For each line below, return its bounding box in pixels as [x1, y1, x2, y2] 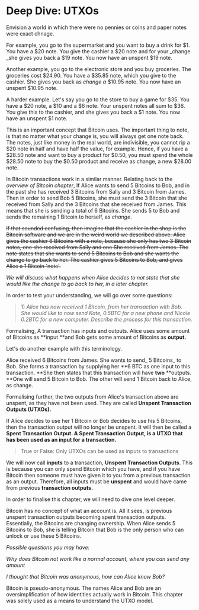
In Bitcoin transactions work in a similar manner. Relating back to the [6, 175, 173, 182]
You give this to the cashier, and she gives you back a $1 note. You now [6, 108, 181, 115]
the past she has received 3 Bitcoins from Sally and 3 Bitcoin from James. [6, 188, 187, 195]
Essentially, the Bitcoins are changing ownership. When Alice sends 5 [6, 519, 176, 526]
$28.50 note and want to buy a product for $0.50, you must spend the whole [6, 151, 193, 158]
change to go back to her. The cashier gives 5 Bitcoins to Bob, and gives [6, 256, 183, 263]
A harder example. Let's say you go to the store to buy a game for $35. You [6, 96, 190, 103]
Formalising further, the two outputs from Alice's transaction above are [6, 393, 179, 400]
